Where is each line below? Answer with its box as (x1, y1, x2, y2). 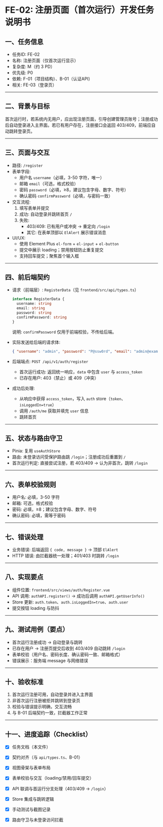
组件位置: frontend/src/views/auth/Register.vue (12, 586, 110, 593)
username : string (16, 301, 52, 306)
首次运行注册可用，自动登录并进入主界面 (12, 691, 93, 698)
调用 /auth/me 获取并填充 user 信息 (19, 408, 89, 414)
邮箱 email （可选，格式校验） (19, 181, 79, 186)
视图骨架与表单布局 (12, 765, 51, 771)
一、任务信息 (5, 38, 44, 46)
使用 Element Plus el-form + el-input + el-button (19, 241, 119, 246)
